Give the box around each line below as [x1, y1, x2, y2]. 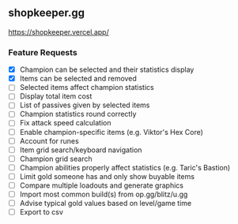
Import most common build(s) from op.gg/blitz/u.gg [19, 189, 188, 199]
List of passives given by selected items [19, 100, 150, 110]
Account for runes [19, 136, 79, 145]
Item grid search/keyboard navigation [19, 145, 142, 155]
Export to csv [19, 207, 63, 217]
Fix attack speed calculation [19, 118, 111, 128]
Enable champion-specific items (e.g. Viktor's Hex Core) [19, 127, 204, 136]
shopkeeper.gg [8, 6, 85, 20]
